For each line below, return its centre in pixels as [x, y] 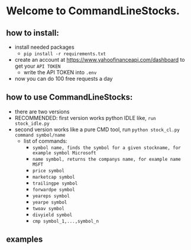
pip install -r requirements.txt [65, 54]
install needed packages [45, 47]
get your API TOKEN [38, 66]
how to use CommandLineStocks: [69, 97]
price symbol [48, 170]
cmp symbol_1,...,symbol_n [66, 221]
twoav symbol [48, 208]
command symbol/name [40, 135]
